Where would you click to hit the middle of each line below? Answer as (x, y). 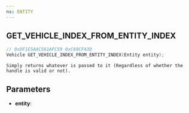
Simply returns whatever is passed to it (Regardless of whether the (95, 66)
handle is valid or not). (38, 71)
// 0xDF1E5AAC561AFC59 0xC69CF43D (49, 49)
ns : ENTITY (20, 12)
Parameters (28, 89)
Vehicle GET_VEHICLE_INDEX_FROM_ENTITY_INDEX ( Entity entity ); (85, 55)
